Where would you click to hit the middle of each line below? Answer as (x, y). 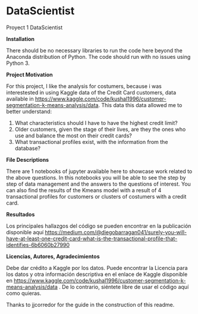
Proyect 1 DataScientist (34, 27)
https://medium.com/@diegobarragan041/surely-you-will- (116, 232)
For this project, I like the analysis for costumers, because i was (84, 86)
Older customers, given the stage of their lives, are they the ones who (100, 129)
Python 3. (18, 63)
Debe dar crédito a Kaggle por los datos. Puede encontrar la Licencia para (97, 268)
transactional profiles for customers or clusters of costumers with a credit (96, 196)
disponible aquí (25, 232)
